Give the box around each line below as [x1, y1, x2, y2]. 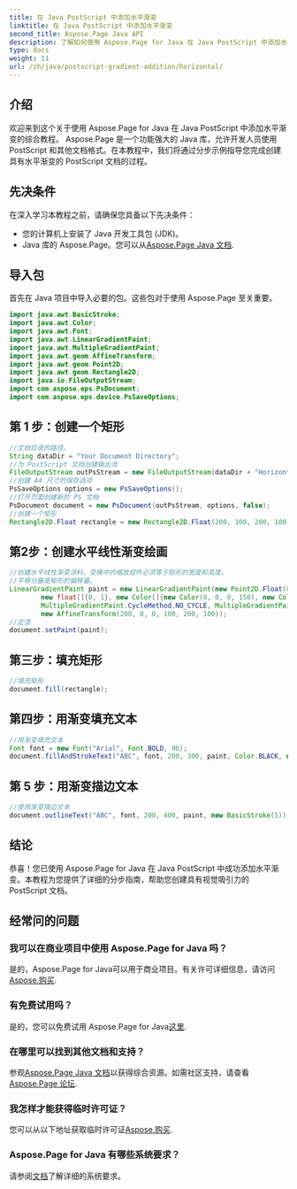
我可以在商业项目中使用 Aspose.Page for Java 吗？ [9, 942, 228, 954]
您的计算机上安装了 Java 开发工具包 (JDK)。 [21, 228, 184, 239]
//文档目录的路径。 [9, 444, 71, 452]
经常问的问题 [9, 914, 80, 929]
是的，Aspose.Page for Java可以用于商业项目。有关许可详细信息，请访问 [9, 964, 276, 975]
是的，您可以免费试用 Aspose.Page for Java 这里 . [9, 1021, 187, 1031]
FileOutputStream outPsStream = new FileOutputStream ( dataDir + [9, 468, 251, 477]
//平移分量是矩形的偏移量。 [9, 576, 97, 585]
